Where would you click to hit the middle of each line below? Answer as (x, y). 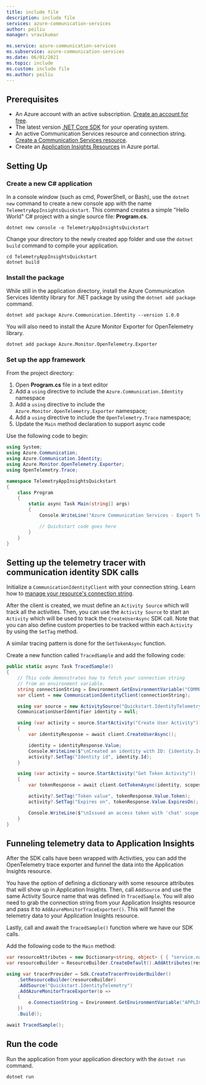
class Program (35, 492)
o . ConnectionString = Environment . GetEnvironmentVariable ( (105, 1003)
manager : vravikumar (33, 35)
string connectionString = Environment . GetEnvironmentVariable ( (101, 689)
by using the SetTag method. (42, 631)
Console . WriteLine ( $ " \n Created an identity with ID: (97, 751)
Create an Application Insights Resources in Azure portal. (87, 147)
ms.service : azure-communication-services (61, 46)
